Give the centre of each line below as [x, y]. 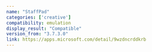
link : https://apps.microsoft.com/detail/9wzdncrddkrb [76, 39]
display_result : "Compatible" [44, 28]
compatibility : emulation [38, 23]
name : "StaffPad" [28, 12]
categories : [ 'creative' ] [38, 17]
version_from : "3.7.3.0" [37, 34]
